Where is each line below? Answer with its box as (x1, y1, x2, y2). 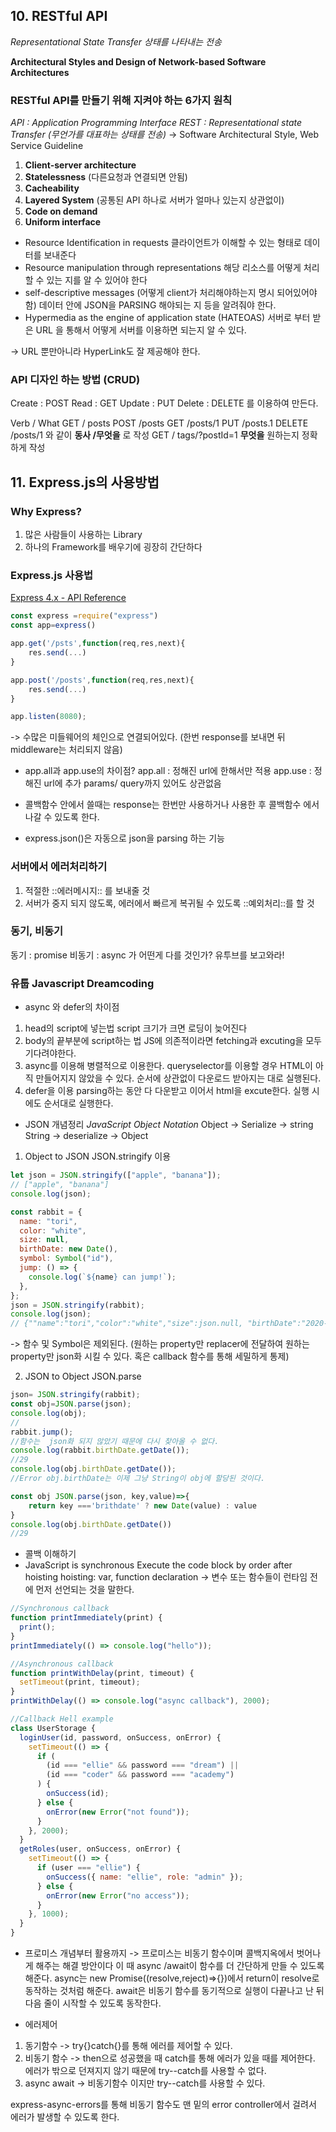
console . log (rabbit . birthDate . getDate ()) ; (10, 1445, 190, 1456)
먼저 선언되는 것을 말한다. (35, 1584, 135, 1596)
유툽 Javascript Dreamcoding (10, 976, 155, 990)
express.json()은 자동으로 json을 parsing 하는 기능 (24, 832, 225, 844)
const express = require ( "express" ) (10, 611, 159, 621)
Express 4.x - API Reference (10, 592, 127, 604)
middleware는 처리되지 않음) (10, 744, 123, 756)
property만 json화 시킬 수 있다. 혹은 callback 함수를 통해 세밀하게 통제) (10, 1350, 290, 1363)
